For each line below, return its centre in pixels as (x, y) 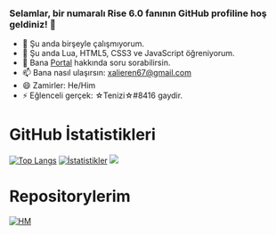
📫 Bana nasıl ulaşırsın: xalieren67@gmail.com (106, 73)
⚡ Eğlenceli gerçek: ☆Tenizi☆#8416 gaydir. (102, 95)
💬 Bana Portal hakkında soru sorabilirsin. (96, 63)
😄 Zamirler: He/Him (59, 85)
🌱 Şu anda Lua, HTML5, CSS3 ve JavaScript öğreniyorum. (128, 53)
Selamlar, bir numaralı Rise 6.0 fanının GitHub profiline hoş (138, 13)
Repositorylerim (70, 196)
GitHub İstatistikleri (82, 135)
